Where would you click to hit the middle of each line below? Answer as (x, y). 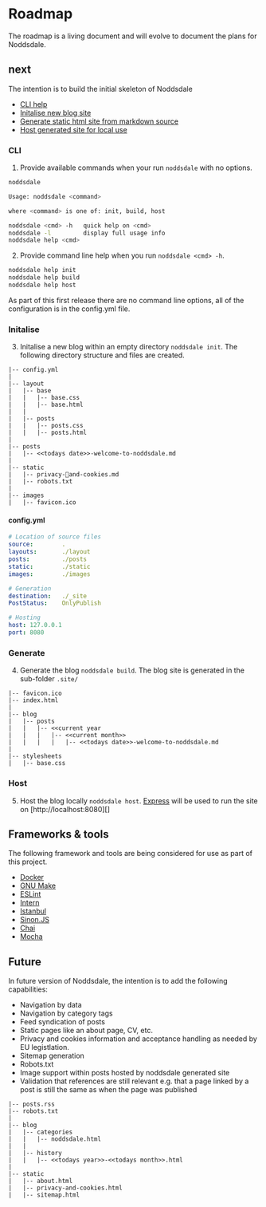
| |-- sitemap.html (44, 1195)
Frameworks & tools (59, 834)
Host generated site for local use (73, 129)
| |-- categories (41, 1132)
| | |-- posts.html (48, 433)
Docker (32, 878)
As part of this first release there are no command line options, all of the (126, 300)
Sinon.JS (35, 920)
